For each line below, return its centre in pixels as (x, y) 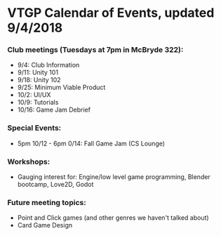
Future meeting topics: (47, 203)
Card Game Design (45, 225)
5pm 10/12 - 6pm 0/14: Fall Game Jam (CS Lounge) (91, 143)
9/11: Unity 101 (38, 72)
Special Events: (34, 128)
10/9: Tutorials (38, 103)
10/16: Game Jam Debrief (54, 110)
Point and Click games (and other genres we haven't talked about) (113, 218)
